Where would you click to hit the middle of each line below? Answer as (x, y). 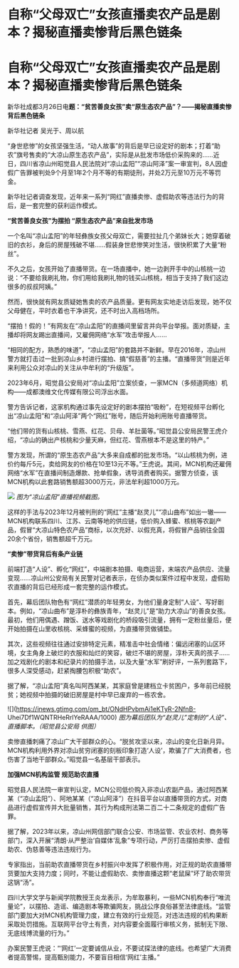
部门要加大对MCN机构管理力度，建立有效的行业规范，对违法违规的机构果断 (118, 915)
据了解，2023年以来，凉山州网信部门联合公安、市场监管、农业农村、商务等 (118, 832)
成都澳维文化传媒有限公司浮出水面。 (79, 392)
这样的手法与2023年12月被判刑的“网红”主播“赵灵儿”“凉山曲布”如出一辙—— (117, 512)
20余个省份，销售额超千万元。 (52, 539)
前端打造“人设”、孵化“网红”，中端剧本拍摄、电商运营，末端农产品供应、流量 (119, 569)
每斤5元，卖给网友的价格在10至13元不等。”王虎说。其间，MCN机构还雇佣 (126, 464)
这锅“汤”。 (23, 882)
